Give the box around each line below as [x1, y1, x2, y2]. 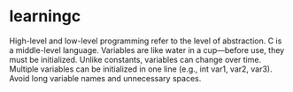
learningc [9, 6, 81, 27]
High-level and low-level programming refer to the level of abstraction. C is [9, 35, 282, 46]
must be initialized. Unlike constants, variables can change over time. [9, 54, 262, 65]
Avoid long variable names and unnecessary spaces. [9, 73, 202, 83]
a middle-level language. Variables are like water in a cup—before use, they [9, 44, 285, 55]
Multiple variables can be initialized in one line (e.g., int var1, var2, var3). [9, 64, 273, 74]
